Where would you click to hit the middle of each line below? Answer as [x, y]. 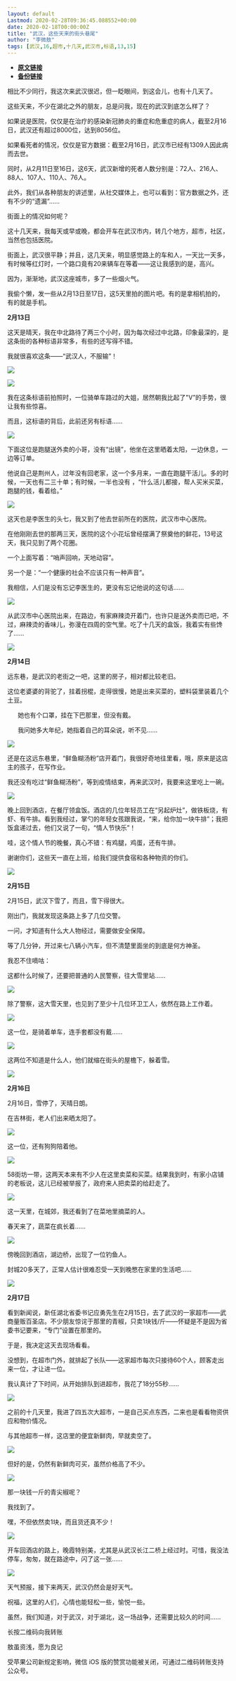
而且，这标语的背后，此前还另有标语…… [65, 421]
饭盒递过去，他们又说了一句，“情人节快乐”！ [72, 827]
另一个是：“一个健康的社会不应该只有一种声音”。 [78, 572]
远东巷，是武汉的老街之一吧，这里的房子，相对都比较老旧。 [93, 676]
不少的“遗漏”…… [37, 201]
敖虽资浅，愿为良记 [35, 1647]
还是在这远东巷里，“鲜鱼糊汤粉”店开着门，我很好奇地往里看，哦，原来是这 [115, 758]
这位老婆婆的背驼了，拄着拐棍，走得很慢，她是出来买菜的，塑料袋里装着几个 [118, 691]
